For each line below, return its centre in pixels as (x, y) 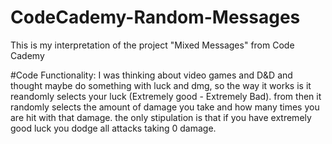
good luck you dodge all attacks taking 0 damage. (113, 128)
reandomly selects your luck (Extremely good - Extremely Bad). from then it (166, 96)
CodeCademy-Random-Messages (155, 17)
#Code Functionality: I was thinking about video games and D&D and (151, 75)
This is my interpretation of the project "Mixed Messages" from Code (152, 45)
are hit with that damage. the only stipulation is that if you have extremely (161, 117)
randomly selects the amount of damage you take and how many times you (165, 107)
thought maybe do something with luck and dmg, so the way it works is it (161, 85)
